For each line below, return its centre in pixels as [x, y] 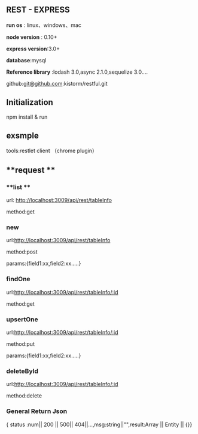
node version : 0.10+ [32, 37]
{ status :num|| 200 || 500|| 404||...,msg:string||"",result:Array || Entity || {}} [99, 424]
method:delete [24, 396]
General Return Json [37, 411]
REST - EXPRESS [38, 10]
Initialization [30, 102]
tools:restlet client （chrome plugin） [52, 151]
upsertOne [22, 319]
